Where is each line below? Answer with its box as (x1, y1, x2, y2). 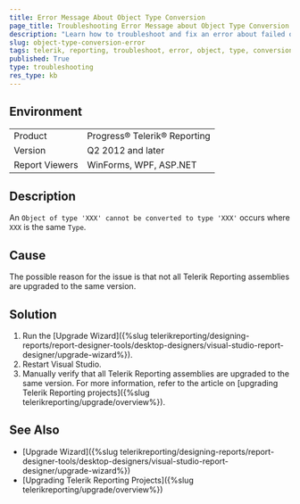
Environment (9, 104, 83, 120)
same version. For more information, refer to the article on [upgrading (21, 378, 279, 388)
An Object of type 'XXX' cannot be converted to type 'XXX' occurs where (9, 212, 290, 223)
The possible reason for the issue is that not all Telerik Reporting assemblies (9, 271, 290, 282)
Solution (9, 307, 57, 322)
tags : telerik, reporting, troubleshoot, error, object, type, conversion (9, 46, 294, 55)
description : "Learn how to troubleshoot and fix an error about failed (9, 29, 286, 38)
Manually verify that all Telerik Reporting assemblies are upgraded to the (21, 368, 290, 379)
